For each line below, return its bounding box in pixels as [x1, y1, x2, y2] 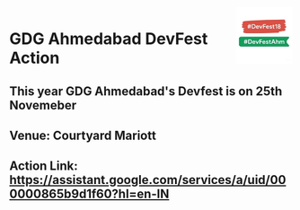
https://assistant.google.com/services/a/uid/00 [9, 172, 287, 188]
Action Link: [9, 159, 78, 174]
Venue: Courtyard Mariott [9, 127, 157, 143]
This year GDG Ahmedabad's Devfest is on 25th [9, 83, 283, 99]
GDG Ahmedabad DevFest [9, 29, 208, 49]
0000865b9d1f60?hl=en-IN [9, 187, 170, 202]
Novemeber [9, 97, 77, 113]
